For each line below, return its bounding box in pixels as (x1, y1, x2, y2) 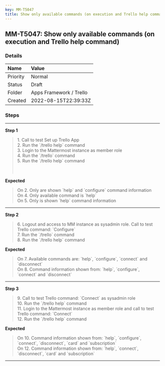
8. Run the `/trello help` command (17, 237, 85, 243)
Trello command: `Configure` (17, 227, 76, 233)
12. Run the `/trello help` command (17, 316, 87, 322)
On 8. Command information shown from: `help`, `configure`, (17, 266, 140, 272)
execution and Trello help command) (5, 37, 120, 46)
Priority (7, 73, 25, 80)
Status (7, 81, 23, 88)
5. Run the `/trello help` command (17, 158, 85, 164)
